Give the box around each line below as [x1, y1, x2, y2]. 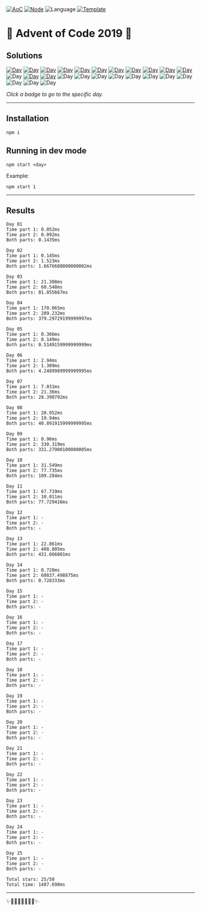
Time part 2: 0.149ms [6, 337, 60, 343]
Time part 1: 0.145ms [6, 253, 60, 259]
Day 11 [6, 483, 23, 489]
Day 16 [6, 615, 23, 621]
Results [6, 205, 35, 216]
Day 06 [6, 352, 23, 359]
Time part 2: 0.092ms [6, 232, 60, 238]
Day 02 [6, 247, 23, 254]
